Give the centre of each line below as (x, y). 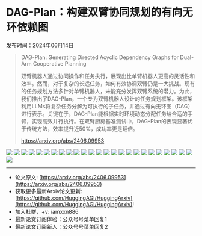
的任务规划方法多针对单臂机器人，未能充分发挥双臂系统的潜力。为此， (108, 91)
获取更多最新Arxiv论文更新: (48, 191)
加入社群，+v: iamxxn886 (47, 211)
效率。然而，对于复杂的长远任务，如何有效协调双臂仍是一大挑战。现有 (108, 83)
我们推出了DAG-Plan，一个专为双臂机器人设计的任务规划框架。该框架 (107, 98)
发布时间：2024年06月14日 (40, 45)
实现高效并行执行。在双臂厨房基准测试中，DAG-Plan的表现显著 (109, 121)
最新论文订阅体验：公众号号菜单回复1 (61, 219)
